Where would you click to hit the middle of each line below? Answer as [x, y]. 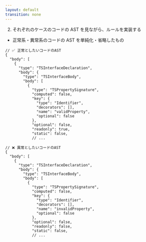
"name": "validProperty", [64, 111]
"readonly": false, [52, 226]
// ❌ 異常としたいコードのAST [33, 147]
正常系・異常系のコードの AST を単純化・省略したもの [68, 40]
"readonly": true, [51, 129]
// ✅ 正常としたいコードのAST [33, 50]
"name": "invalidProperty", [66, 209]
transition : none [23, 14]
